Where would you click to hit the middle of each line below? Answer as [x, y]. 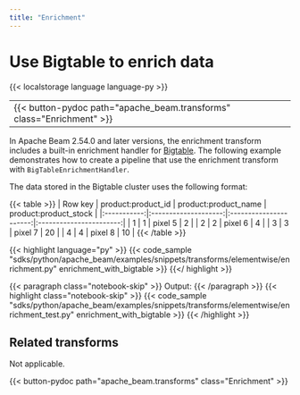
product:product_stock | [54, 213]
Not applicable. [37, 364]
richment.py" [33, 268]
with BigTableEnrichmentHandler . [69, 169]
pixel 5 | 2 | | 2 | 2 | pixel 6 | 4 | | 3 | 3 [221, 223]
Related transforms [64, 342]
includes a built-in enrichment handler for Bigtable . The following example [145, 150]
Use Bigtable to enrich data [112, 61]
